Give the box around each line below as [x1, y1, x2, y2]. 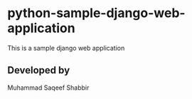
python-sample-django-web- [7, 5, 186, 21]
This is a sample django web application [7, 43, 125, 52]
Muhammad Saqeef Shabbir [7, 83, 90, 92]
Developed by [7, 64, 70, 76]
